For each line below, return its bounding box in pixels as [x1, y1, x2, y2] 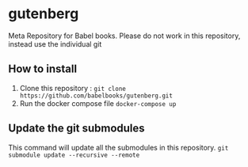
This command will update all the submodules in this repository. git [8, 142, 229, 152]
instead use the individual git [8, 39, 102, 48]
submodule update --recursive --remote [8, 151, 140, 159]
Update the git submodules [8, 122, 145, 135]
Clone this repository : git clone [19, 83, 127, 93]
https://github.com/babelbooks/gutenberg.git [19, 92, 173, 100]
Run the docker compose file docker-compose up [19, 98, 177, 108]
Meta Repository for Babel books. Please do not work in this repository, [8, 31, 241, 40]
